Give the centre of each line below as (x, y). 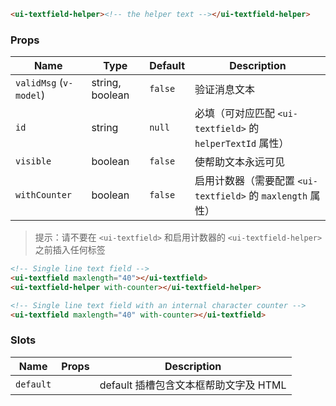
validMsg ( (39, 83)
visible (33, 161)
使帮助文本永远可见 (240, 162)
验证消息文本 (225, 90)
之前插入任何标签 (70, 250)
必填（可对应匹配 (235, 113)
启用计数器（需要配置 (245, 181)
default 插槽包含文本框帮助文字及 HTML (193, 385)
